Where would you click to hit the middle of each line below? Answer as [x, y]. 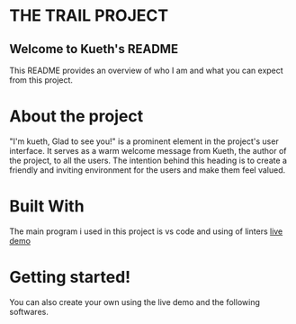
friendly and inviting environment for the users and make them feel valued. [148, 170]
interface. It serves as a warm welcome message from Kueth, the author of [148, 150]
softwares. [29, 311]
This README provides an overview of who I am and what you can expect [146, 70]
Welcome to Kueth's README [94, 49]
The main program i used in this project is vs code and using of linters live [146, 231]
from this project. [41, 80]
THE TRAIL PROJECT [89, 16]
